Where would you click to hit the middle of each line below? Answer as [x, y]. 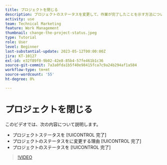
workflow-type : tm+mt [28, 70]
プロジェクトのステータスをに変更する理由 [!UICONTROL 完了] [77, 141]
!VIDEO [25, 157]
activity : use [20, 19]
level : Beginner [22, 47]
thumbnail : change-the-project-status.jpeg [51, 33]
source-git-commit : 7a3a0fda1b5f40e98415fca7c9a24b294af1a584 [71, 65]
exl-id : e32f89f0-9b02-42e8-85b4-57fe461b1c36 [54, 61]
